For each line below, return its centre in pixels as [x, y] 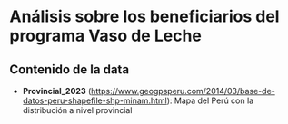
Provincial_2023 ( [57, 91]
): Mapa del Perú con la [210, 100]
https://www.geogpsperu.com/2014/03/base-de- [183, 91]
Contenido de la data [70, 69]
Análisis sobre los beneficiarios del [144, 17]
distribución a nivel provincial [77, 110]
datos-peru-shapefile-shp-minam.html [95, 100]
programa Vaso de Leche [105, 36]
